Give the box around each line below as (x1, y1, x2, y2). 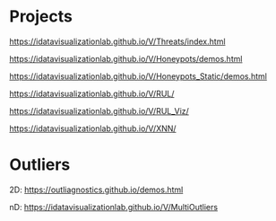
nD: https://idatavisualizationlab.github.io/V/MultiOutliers (9, 201, 218, 212)
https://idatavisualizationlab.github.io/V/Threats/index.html (9, 36, 226, 47)
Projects (9, 6, 73, 27)
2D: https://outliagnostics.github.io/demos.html (9, 184, 184, 195)
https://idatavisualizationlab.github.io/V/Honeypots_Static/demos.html (9, 70, 267, 82)
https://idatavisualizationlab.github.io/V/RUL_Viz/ (9, 105, 190, 116)
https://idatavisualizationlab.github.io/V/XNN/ (9, 123, 177, 134)
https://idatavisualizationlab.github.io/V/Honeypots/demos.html (9, 53, 243, 64)
